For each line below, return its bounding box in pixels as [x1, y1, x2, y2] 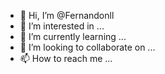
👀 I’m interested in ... [19, 20, 105, 32]
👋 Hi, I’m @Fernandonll [19, 10, 115, 21]
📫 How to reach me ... [19, 53, 113, 64]
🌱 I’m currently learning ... [19, 31, 127, 42]
